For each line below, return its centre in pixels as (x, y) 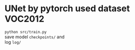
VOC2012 (25, 19)
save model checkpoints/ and (35, 37)
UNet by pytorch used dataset (67, 9)
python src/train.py (26, 32)
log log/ (13, 42)
